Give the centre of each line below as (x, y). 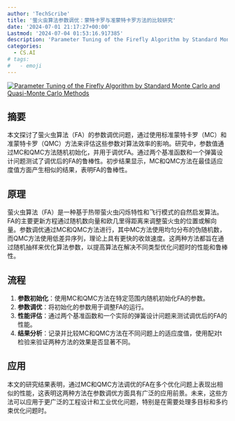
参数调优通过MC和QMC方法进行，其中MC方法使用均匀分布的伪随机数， (122, 230)
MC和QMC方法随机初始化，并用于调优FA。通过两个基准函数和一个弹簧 (115, 152)
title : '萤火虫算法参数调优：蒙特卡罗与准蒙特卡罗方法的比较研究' (92, 20)
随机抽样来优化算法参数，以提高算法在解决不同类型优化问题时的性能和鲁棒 (120, 247)
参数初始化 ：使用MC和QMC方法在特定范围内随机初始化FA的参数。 (113, 299)
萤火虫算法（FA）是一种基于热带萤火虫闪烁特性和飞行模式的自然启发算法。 (115, 212)
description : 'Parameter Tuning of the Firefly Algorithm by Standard (112, 40)
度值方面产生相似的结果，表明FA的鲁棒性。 (69, 170)
